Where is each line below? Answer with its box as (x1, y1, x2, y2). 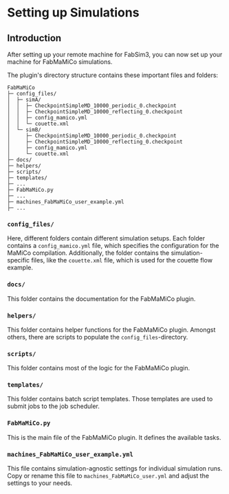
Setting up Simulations (7, 5, 140, 21)
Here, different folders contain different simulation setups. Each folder (7, 234, 205, 243)
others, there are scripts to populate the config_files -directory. (7, 333, 188, 341)
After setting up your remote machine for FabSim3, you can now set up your (7, 50, 223, 58)
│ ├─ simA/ (7, 96, 41, 103)
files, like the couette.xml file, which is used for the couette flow (31, 256, 213, 265)
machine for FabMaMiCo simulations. (7, 58, 113, 66)
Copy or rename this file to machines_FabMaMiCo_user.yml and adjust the (7, 472, 210, 480)
